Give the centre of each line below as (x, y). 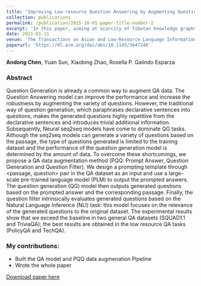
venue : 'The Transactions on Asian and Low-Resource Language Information (101, 39)
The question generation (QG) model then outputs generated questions (94, 186)
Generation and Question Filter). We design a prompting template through (97, 167)
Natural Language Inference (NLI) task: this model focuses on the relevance (100, 205)
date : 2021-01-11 (28, 34)
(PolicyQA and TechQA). (36, 230)
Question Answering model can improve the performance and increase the (98, 97)
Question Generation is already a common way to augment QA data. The (95, 91)
